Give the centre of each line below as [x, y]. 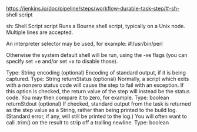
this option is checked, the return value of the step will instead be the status [98, 91]
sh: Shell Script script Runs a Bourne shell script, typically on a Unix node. [96, 26]
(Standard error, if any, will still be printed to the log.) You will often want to [96, 116]
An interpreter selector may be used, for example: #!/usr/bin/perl [84, 44]
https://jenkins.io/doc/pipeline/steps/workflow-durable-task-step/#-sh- [93, 9]
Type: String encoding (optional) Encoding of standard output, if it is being [96, 72]
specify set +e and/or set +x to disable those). [62, 61]
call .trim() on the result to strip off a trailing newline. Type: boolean [88, 122]
